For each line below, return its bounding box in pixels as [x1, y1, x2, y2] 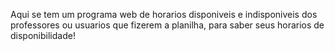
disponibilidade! [10, 30, 76, 41]
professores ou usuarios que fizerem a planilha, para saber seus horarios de [10, 19, 325, 31]
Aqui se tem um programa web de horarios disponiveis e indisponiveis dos [10, 9, 318, 20]
